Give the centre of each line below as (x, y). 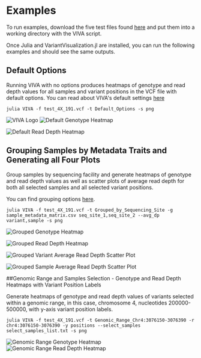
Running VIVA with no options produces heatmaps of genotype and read (96, 85)
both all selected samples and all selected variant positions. (80, 187)
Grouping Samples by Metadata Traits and (86, 151)
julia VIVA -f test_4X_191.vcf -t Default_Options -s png (80, 109)
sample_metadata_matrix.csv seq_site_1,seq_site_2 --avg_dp (83, 215)
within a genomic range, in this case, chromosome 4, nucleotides (87, 303)
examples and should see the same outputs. (61, 51)
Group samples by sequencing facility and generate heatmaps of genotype (99, 174)
